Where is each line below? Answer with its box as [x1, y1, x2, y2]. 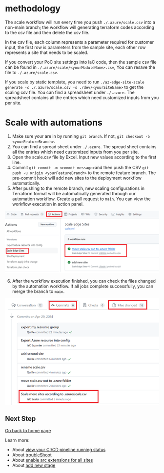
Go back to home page [5, 427, 51, 433]
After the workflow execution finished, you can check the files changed [12, 278, 156, 284]
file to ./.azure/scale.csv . [5, 69, 59, 75]
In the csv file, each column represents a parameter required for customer [5, 39, 154, 45]
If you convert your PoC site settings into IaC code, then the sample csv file [5, 59, 157, 65]
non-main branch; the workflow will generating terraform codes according [5, 24, 155, 30]
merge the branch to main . [12, 289, 65, 294]
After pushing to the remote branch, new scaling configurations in [12, 185, 145, 191]
